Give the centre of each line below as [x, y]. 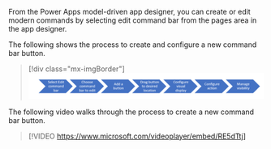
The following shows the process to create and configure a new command [133, 45]
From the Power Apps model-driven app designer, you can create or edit [130, 12]
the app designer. [38, 29]
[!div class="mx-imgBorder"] [77, 69]
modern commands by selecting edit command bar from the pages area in [133, 20]
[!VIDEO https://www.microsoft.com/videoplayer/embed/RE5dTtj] [137, 136]
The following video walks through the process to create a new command [131, 112]
